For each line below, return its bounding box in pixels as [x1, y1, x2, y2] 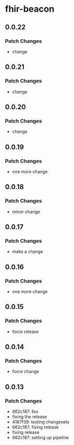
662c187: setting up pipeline [12, 435, 69, 441]
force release [12, 328, 39, 334]
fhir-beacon [5, 3, 55, 15]
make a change [12, 249, 43, 255]
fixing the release [12, 414, 47, 420]
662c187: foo [12, 409, 38, 415]
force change [12, 369, 39, 375]
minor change [12, 209, 40, 214]
